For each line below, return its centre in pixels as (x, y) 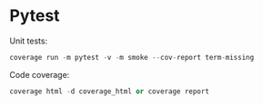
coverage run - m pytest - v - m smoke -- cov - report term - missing (132, 57)
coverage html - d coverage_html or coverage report (109, 91)
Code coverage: (40, 74)
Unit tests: (29, 41)
